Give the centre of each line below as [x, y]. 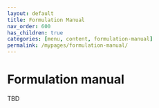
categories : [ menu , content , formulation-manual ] [80, 39]
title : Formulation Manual [46, 20]
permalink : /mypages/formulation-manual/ [68, 45]
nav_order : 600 [29, 26]
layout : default [30, 13]
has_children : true [35, 33]
